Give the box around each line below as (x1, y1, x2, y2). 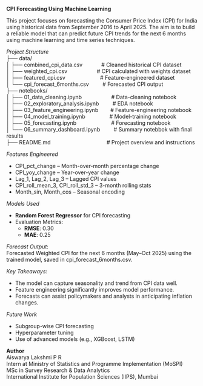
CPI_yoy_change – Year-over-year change (15, 169, 119, 176)
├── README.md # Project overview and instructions (6, 139, 195, 146)
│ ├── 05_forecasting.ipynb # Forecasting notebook (6, 119, 171, 127)
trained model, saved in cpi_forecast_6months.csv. (6, 256, 133, 263)
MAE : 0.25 (24, 231, 51, 238)
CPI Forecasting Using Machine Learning (6, 5, 111, 12)
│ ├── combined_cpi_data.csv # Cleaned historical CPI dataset (6, 61, 182, 68)
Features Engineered (6, 150, 59, 158)
